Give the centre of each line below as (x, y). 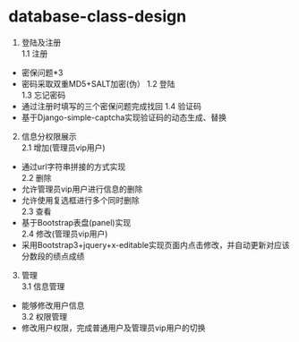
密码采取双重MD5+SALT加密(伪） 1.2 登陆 (98, 83)
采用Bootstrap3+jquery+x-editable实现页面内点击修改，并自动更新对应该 (155, 244)
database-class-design (98, 17)
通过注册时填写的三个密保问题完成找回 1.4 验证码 (111, 106)
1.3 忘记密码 (43, 95)
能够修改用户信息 (53, 305)
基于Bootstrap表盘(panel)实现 (76, 222)
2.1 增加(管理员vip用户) (63, 147)
